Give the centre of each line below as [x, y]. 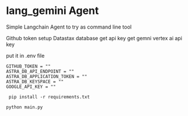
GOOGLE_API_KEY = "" [31, 87]
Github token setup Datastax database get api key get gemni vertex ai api [94, 38]
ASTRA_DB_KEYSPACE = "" [35, 82]
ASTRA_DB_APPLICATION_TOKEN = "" [47, 76]
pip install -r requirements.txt [49, 97]
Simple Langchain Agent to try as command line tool [69, 27]
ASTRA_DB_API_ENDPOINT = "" [40, 71]
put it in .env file [25, 55]
